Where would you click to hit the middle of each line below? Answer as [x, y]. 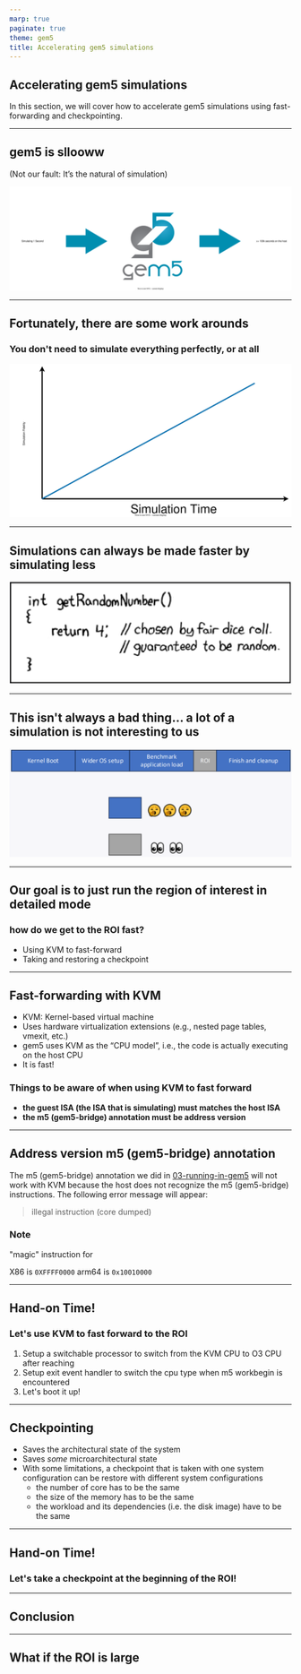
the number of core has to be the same [107, 1488]
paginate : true [38, 28]
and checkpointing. [87, 116]
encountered [46, 1382]
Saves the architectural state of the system [101, 1450]
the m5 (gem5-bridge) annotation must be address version [134, 1117]
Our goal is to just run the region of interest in [138, 890]
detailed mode [50, 905]
